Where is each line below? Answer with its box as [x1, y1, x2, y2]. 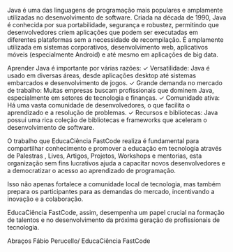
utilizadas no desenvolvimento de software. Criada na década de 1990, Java [7, 13, 227, 22]
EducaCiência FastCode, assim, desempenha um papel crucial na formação [7, 209, 225, 216]
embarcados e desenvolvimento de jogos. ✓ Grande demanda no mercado [7, 79, 223, 87]
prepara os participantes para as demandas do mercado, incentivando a [7, 188, 215, 195]
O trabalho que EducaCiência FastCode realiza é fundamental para [7, 137, 200, 145]
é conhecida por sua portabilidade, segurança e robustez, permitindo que [7, 21, 220, 29]
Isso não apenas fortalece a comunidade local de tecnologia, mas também [7, 180, 221, 188]
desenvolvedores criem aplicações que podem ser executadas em [7, 28, 199, 36]
